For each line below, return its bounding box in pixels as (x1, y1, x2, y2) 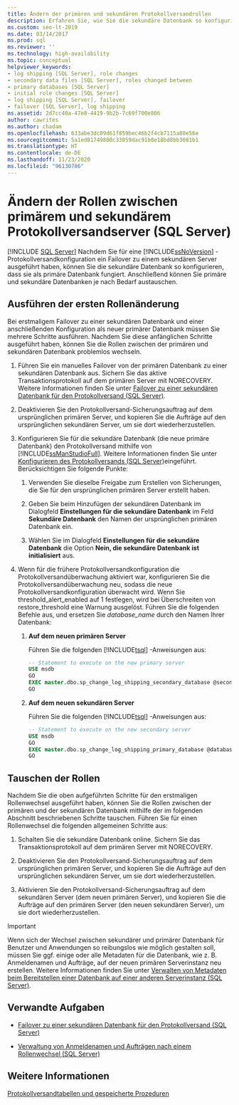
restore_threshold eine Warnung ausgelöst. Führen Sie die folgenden (17, 602, 219, 611)
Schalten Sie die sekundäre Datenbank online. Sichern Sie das (17, 835, 201, 844)
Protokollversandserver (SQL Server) (7, 224, 231, 239)
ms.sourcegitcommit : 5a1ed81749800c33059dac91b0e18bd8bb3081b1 (7, 136, 199, 143)
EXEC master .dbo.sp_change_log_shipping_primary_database (28, 745, 204, 753)
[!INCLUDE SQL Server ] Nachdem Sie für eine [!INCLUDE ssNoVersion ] (7, 247, 214, 256)
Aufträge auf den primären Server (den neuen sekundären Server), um (17, 901, 225, 909)
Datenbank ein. (28, 522, 73, 530)
